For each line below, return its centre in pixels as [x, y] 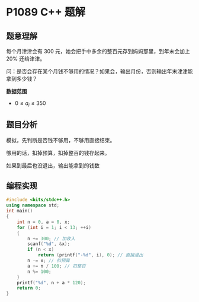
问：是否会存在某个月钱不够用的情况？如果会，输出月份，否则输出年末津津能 [99, 71]
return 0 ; [29, 288]
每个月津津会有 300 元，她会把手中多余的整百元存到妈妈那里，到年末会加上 [98, 51]
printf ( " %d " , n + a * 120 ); [51, 282]
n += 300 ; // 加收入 [52, 239]
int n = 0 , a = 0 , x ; [43, 222]
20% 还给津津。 [26, 59]
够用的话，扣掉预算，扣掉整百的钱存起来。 [58, 152]
